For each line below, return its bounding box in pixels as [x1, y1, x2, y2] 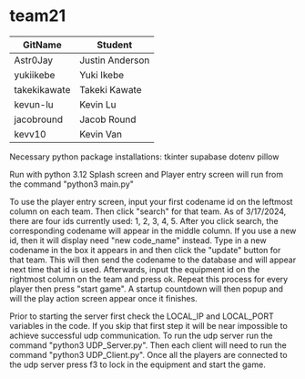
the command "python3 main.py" [9, 179, 135, 189]
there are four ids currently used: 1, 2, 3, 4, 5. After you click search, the [9, 215, 280, 226]
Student [97, 38, 133, 51]
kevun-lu [14, 97, 55, 110]
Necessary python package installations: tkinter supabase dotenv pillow [9, 151, 280, 162]
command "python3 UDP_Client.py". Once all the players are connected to [9, 349, 289, 360]
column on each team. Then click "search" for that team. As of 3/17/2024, [9, 206, 287, 217]
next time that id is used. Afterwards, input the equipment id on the [9, 263, 260, 274]
